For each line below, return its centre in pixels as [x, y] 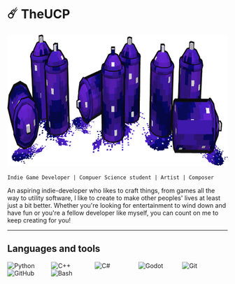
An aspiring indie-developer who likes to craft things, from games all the [111, 190]
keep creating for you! [39, 220]
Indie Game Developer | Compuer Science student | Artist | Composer [111, 177]
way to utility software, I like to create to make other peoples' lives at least [114, 198]
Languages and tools [54, 249]
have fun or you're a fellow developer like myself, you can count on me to [113, 213]
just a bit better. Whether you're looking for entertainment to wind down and [117, 205]
